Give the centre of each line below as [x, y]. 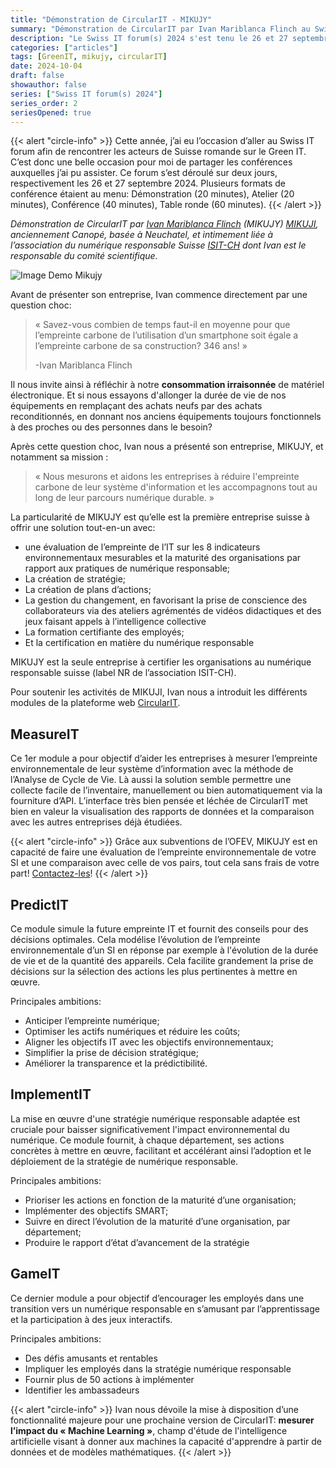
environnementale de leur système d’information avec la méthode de [152, 769]
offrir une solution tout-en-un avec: [83, 528]
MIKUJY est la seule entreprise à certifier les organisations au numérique [161, 662]
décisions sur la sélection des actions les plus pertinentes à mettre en [154, 971]
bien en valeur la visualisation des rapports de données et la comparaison [162, 812]
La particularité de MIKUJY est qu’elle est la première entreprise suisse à [160, 517]
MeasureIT [45, 734]
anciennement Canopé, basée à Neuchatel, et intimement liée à [142, 235]
